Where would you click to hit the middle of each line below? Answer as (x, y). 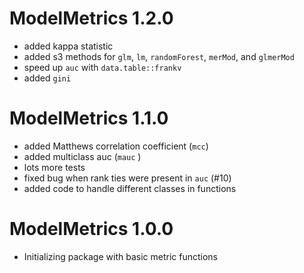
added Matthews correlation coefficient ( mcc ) (116, 146)
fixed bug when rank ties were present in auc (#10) (127, 178)
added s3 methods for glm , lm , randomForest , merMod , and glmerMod (159, 56)
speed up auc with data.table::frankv (102, 67)
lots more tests (54, 167)
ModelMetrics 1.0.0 (91, 229)
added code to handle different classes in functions (130, 188)
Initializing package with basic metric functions (120, 256)
